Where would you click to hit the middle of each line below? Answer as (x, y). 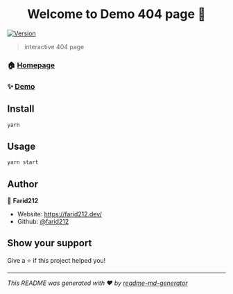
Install (21, 109)
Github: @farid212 (43, 221)
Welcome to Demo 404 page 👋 (116, 14)
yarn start (23, 162)
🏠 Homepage (31, 65)
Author (23, 184)
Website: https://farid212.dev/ (60, 214)
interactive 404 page (54, 46)
